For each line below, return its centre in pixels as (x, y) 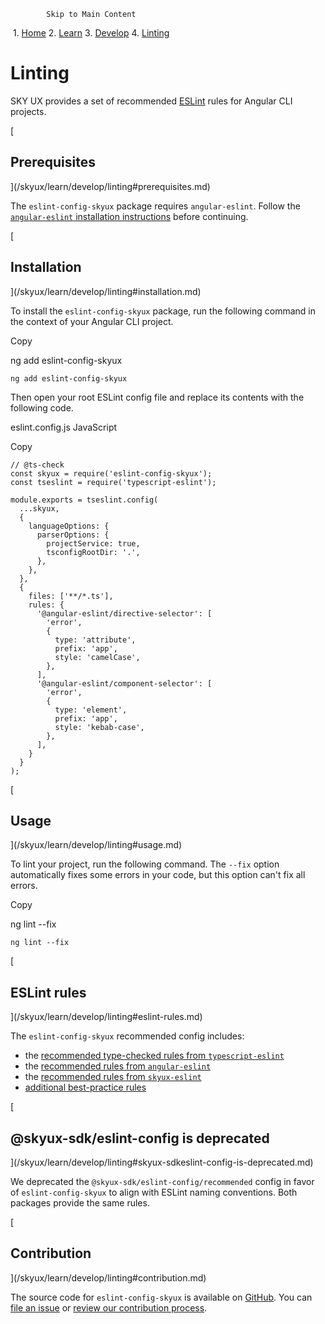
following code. (42, 407)
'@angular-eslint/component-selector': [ (124, 683)
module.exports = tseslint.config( (84, 500)
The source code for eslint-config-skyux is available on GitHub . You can (161, 1297)
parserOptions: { (73, 535)
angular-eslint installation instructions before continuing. (129, 216)
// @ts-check (37, 465)
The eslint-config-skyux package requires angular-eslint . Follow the (155, 206)
